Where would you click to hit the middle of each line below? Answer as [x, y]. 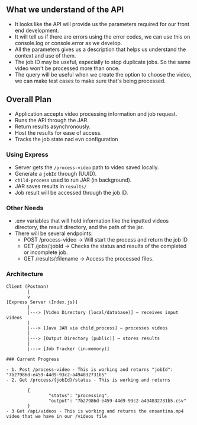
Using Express [28, 154]
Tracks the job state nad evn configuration [66, 139]
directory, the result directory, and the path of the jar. [79, 227]
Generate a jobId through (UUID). [56, 173]
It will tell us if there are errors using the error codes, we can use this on [102, 37]
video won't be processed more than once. [67, 68]
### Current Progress [33, 359]
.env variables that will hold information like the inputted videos [92, 221]
